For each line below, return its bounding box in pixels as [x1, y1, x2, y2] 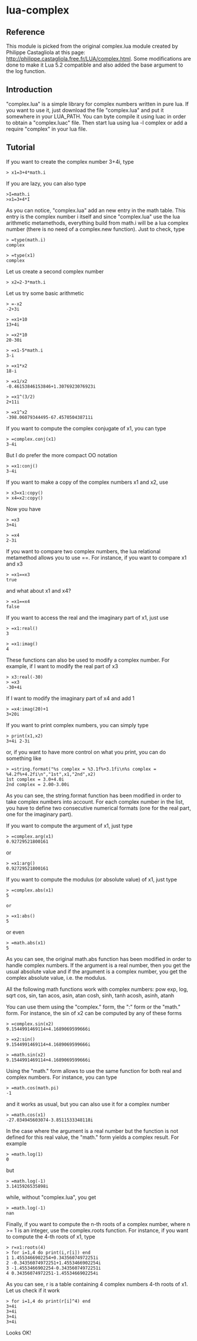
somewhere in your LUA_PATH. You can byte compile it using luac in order [6, 113, 186, 120]
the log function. [6, 68, 46, 74]
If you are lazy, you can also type [6, 180, 86, 187]
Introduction [6, 85, 53, 95]
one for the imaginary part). [6, 811, 73, 818]
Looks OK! [6, 1329, 31, 1336]
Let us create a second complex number [6, 267, 104, 275]
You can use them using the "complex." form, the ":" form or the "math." [6, 1003, 181, 1010]
